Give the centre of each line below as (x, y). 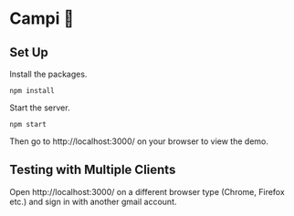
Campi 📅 (42, 19)
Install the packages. (48, 74)
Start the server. (40, 108)
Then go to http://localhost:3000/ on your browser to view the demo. (139, 141)
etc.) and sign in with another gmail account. (93, 201)
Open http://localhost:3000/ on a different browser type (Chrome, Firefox (147, 191)
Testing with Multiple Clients (93, 170)
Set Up (29, 52)
